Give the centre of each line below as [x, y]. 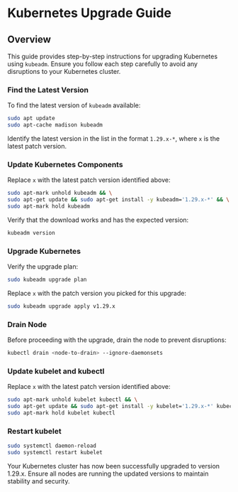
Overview [29, 39]
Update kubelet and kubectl [56, 371]
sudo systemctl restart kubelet [55, 453]
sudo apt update [31, 119]
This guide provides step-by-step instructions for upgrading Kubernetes [113, 56]
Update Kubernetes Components [65, 164]
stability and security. [39, 481]
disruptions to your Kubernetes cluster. [64, 71]
